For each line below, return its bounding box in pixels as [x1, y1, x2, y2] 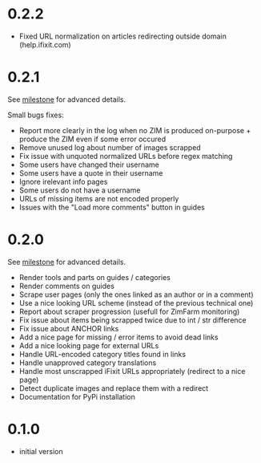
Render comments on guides [18, 281, 115, 290]
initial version [18, 446, 63, 456]
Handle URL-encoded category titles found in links [18, 349, 186, 359]
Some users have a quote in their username [18, 168, 163, 177]
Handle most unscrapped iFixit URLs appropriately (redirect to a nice [18, 366, 246, 376]
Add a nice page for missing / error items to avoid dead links [18, 332, 219, 342]
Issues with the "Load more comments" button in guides [18, 202, 205, 212]
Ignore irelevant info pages [18, 177, 108, 186]
